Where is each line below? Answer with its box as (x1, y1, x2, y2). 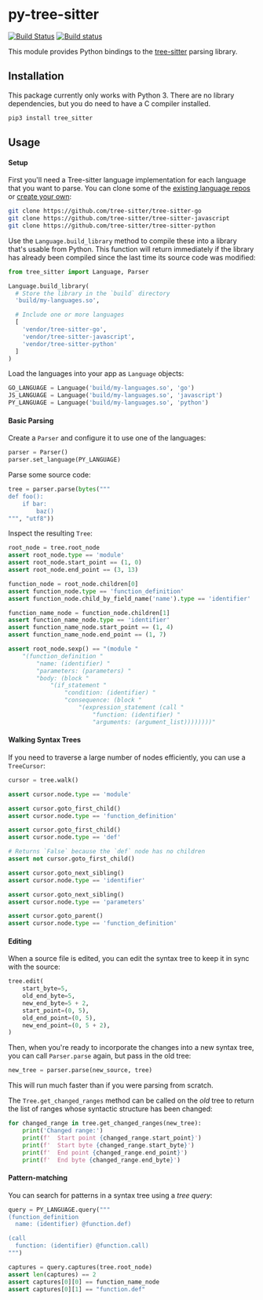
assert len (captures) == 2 (8, 1270, 97, 1279)
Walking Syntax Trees (8, 735, 81, 745)
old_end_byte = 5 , (22, 992, 76, 1000)
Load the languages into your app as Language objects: (8, 369, 184, 378)
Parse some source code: (8, 470, 92, 480)
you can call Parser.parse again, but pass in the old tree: (8, 1051, 192, 1061)
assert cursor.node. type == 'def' (8, 834, 122, 842)
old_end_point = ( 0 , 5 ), (22, 1014, 97, 1022)
